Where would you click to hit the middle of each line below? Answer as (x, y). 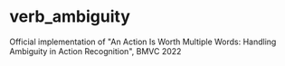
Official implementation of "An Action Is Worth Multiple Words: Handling (143, 42)
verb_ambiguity (70, 17)
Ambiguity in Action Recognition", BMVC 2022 (95, 51)
